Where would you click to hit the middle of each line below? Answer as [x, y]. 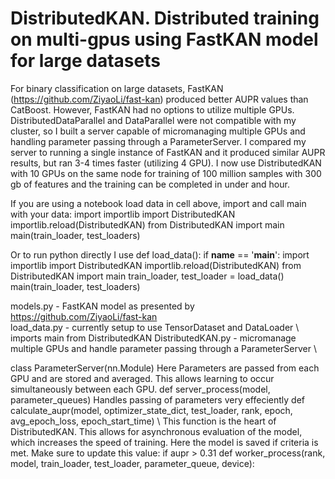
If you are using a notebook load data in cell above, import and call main [158, 203]
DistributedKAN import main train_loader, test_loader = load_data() [147, 276]
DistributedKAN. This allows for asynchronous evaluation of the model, [156, 431]
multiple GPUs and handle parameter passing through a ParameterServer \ [163, 348]
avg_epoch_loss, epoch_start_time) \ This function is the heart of [143, 421]
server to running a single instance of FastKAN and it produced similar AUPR [168, 152]
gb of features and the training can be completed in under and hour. [150, 184]
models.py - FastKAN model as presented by [102, 306]
